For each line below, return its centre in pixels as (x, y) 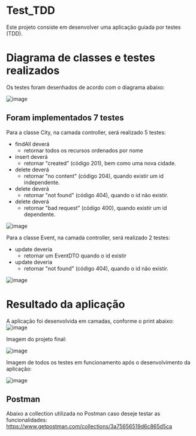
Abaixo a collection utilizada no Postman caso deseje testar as (83, 414)
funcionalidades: (27, 420)
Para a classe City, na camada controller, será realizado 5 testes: (86, 132)
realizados (33, 71)
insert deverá (31, 156)
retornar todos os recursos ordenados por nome (84, 150)
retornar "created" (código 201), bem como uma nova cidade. (100, 163)
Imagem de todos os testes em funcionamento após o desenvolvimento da (98, 362)
